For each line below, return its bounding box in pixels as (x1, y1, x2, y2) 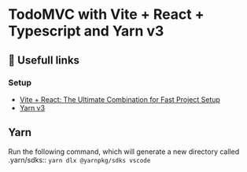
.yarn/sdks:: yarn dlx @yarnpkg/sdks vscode (8, 155, 151, 164)
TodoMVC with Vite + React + (8, 5, 205, 24)
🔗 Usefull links (8, 53, 80, 67)
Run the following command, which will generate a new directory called (8, 147, 240, 156)
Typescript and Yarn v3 (8, 22, 164, 40)
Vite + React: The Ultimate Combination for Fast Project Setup (19, 94, 220, 104)
